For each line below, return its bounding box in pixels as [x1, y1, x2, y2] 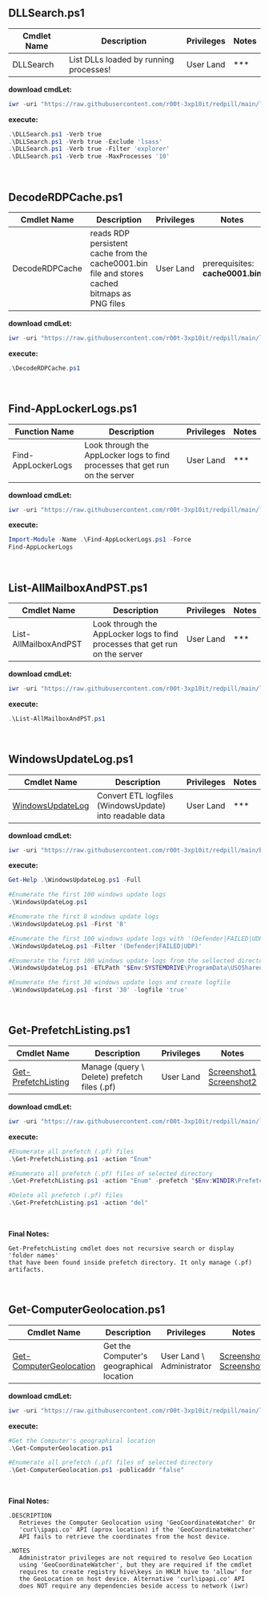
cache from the [90, 248, 148, 259]
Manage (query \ [81, 1061, 145, 1072]
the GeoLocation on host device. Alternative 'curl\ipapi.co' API [18, 1575, 246, 1584]
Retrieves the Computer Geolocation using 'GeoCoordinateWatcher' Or [18, 1518, 256, 1527]
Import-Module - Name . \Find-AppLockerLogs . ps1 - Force [8, 536, 192, 544]
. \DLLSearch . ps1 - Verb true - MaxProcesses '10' [8, 153, 171, 161]
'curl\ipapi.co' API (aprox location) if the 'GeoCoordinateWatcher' [18, 1526, 256, 1534]
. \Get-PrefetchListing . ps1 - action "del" [8, 1199, 149, 1208]
